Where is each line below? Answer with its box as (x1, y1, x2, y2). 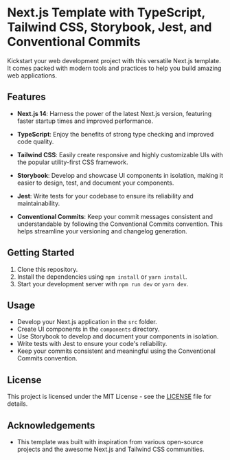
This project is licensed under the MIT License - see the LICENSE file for (7, 393, 211, 401)
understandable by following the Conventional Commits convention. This (16, 220, 223, 228)
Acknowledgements (7, 419, 95, 431)
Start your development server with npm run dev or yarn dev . (16, 279, 189, 288)
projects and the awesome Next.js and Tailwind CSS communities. (16, 445, 205, 453)
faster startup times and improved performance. (16, 117, 154, 125)
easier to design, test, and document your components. (16, 179, 174, 187)
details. (7, 400, 28, 408)
